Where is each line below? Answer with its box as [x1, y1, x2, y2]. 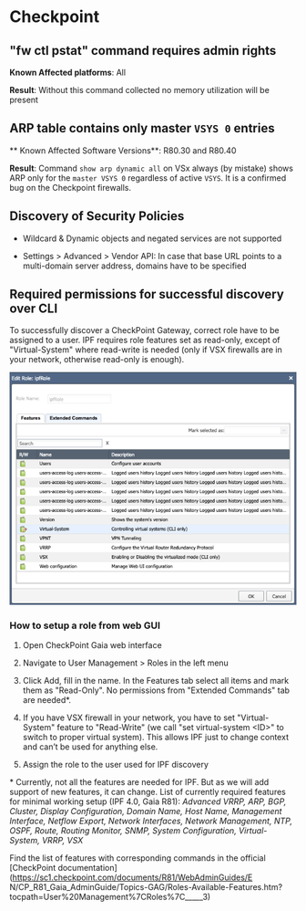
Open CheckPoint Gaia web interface [22, 640, 162, 651]
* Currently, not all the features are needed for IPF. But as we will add [9, 777, 270, 788]
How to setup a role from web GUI [9, 619, 161, 632]
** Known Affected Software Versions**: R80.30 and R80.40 [9, 144, 237, 156]
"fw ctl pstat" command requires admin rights [9, 43, 277, 58]
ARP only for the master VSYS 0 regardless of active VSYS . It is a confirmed [9, 172, 287, 183]
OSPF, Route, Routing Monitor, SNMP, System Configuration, [9, 825, 237, 836]
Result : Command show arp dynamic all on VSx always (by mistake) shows [9, 162, 294, 173]
